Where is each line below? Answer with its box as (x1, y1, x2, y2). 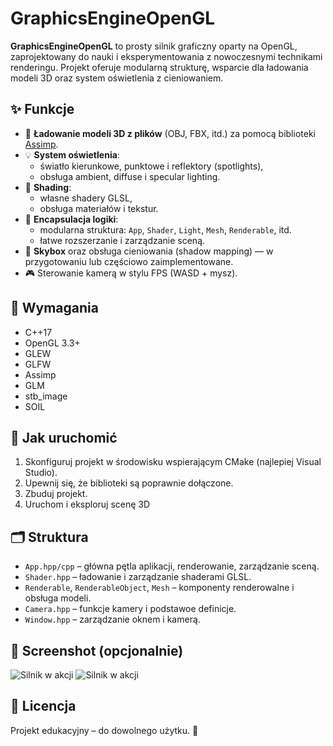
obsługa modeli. (24, 592, 92, 604)
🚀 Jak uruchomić (10, 429, 118, 446)
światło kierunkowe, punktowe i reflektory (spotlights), (39, 160, 264, 172)
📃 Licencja (10, 698, 77, 715)
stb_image (24, 390, 68, 402)
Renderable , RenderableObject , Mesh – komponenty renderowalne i (24, 582, 295, 594)
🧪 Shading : (24, 181, 72, 193)
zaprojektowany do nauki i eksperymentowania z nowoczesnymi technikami (10, 50, 323, 62)
